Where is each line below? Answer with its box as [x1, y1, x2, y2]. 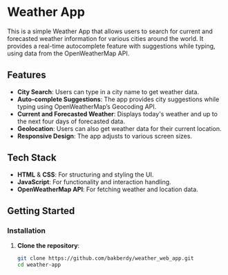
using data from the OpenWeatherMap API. [7, 49, 130, 57]
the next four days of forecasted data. [17, 117, 126, 125]
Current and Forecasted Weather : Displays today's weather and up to [17, 109, 218, 118]
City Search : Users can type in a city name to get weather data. [17, 87, 199, 96]
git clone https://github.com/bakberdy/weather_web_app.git [17, 255, 194, 262]
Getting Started [7, 205, 75, 217]
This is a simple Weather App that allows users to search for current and [7, 27, 213, 35]
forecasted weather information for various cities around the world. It [7, 34, 204, 42]
